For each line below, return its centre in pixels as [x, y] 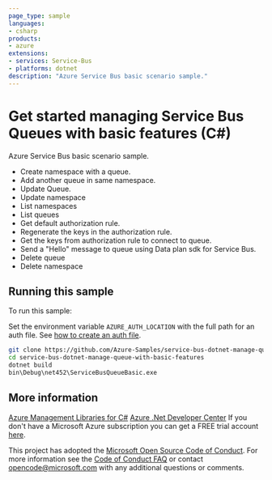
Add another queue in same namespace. [88, 180]
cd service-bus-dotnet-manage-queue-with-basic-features [106, 358]
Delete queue [42, 257]
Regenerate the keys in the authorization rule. [96, 232]
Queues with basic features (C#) [120, 133]
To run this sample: [40, 311]
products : [25, 38]
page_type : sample [39, 16]
